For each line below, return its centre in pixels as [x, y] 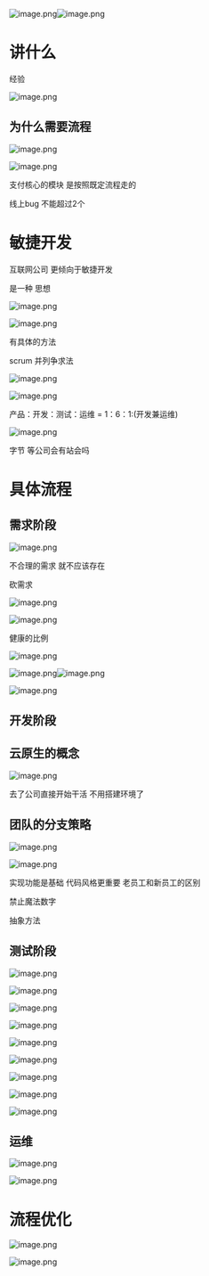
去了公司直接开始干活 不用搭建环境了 [76, 794]
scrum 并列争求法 [41, 360]
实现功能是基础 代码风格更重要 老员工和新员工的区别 [105, 882]
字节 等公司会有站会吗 [49, 450]
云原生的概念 [44, 753]
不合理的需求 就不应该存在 [57, 565]
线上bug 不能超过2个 [47, 203]
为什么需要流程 [50, 127]
